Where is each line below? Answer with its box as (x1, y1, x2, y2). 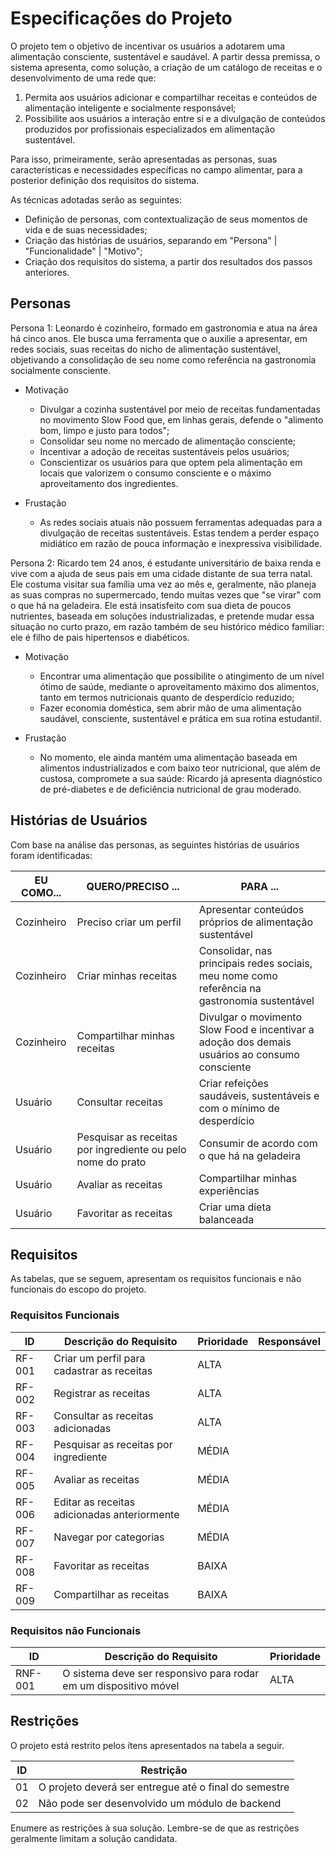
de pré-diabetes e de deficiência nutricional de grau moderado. (39, 783, 302, 795)
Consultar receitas (76, 1095, 164, 1109)
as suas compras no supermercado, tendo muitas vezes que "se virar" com (10, 588, 322, 601)
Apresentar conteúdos (198, 902, 305, 916)
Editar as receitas (53, 1495, 136, 1509)
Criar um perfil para (53, 1351, 146, 1365)
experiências (198, 1183, 260, 1197)
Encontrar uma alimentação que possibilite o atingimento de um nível (39, 670, 325, 682)
